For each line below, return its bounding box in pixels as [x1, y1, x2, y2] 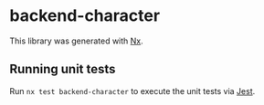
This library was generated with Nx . [9, 35, 143, 46]
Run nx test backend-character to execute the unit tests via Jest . [9, 85, 256, 96]
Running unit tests [9, 62, 116, 77]
